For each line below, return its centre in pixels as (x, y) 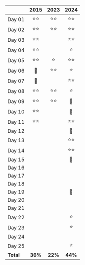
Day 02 (16, 29)
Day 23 (16, 227)
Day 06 (16, 71)
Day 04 (16, 50)
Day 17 (16, 176)
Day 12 (16, 131)
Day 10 (16, 111)
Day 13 (16, 140)
